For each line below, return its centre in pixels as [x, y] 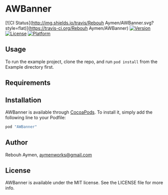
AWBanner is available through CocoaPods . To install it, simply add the [79, 112]
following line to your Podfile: [36, 117]
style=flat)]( [18, 28]
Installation [23, 100]
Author [16, 143]
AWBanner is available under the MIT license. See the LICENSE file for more [84, 183]
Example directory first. [30, 67]
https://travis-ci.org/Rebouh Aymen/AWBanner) [79, 28]
